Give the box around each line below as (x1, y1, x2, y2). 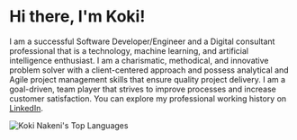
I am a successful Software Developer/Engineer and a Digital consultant (9, 36, 275, 47)
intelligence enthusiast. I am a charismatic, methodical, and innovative (9, 55, 269, 66)
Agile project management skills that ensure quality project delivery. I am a (9, 74, 286, 84)
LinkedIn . (9, 102, 43, 113)
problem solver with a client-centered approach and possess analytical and (9, 65, 290, 75)
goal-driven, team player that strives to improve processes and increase (9, 83, 276, 94)
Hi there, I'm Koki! (9, 6, 146, 27)
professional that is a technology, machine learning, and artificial (9, 45, 249, 56)
